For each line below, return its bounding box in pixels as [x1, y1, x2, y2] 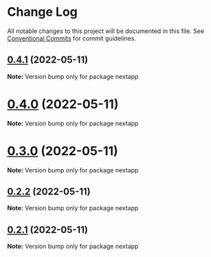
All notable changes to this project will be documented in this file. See [7, 27, 205, 35]
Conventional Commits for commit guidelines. [7, 34, 136, 42]
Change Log [7, 4, 78, 20]
